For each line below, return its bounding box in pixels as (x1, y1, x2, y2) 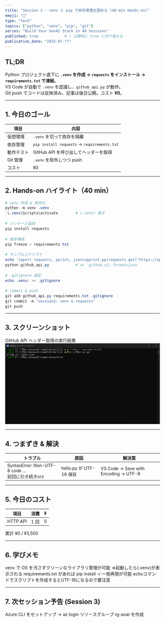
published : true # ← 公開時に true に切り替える (5, 34, 123, 39)
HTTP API (7, 518, 27, 524)
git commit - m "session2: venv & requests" (5, 299, 96, 304)
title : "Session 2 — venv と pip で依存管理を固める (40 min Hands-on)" (5, 8, 150, 13)
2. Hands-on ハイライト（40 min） (5, 187, 113, 195)
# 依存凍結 (5, 236, 25, 242)
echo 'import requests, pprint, (5, 257, 71, 262)
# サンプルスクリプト (5, 252, 43, 257)
